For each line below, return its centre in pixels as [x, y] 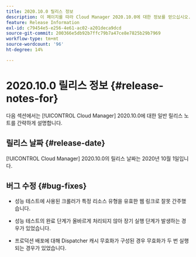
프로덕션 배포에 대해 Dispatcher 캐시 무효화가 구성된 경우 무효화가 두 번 [96, 241]
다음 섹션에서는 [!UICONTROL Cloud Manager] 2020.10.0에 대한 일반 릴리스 [94, 116]
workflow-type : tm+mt [32, 39]
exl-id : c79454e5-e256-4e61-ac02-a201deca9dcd [64, 28]
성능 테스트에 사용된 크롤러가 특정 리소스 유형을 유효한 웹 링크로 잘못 [92, 201]
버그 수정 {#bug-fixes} [47, 186]
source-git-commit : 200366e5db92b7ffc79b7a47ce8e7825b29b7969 [83, 33]
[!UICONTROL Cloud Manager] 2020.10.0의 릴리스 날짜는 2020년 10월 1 [90, 158]
